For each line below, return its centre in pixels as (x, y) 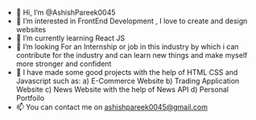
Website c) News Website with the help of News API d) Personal (122, 89)
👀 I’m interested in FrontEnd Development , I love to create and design (132, 21)
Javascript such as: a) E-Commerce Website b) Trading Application (128, 81)
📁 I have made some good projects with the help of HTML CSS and (127, 72)
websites (31, 29)
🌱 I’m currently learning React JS (70, 38)
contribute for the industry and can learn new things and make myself (132, 55)
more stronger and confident (64, 64)
